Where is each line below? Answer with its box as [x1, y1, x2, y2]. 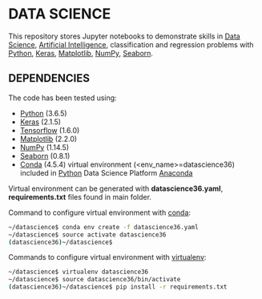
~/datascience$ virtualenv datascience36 [8, 268, 149, 277]
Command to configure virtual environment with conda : [8, 208, 191, 217]
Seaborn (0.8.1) [19, 151, 71, 160]
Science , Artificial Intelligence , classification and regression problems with [8, 39, 254, 49]
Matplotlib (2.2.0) [19, 134, 78, 143]
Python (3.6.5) [19, 108, 67, 118]
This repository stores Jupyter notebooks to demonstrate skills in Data [8, 31, 240, 41]
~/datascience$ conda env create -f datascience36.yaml [8, 223, 199, 231]
